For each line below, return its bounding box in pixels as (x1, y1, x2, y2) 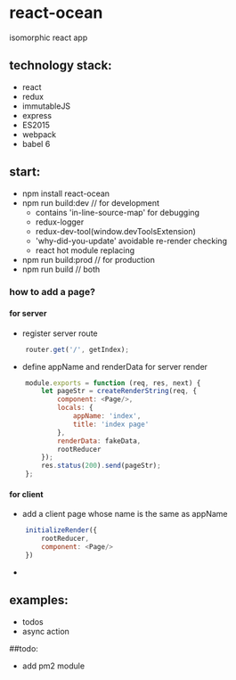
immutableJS (21, 101, 71, 111)
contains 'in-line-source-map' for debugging (35, 207, 200, 217)
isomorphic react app (9, 32, 88, 43)
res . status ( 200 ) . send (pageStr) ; (41, 462, 162, 471)
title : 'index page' (72, 420, 150, 429)
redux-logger (35, 217, 85, 227)
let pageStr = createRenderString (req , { (41, 387, 198, 396)
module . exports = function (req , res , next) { (25, 378, 201, 388)
